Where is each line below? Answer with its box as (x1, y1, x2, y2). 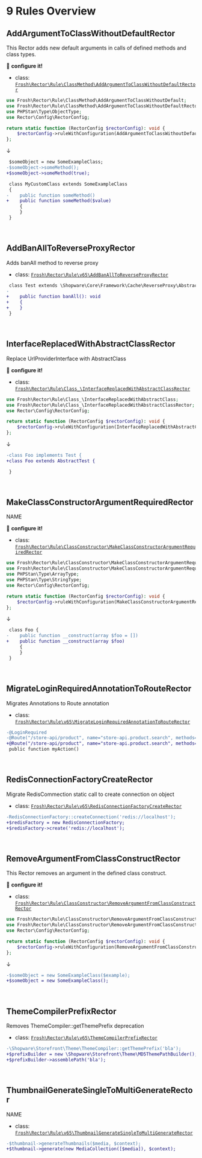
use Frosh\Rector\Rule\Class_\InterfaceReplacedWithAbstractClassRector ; (6, 402, 195, 408)
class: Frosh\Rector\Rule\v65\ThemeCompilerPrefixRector (14, 1034, 158, 1042)
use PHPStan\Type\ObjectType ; (6, 109, 82, 115)
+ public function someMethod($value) (6, 198, 112, 204)
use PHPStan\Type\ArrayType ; (6, 571, 79, 577)
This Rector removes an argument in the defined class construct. (6, 870, 167, 877)
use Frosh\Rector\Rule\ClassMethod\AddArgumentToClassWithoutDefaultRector (6, 103, 200, 109)
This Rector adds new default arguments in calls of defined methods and (6, 44, 186, 51)
